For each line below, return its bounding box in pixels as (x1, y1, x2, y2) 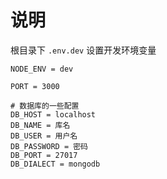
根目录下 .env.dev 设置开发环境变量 (10, 44, 157, 56)
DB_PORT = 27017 (10, 150, 78, 160)
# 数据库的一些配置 (10, 101, 80, 111)
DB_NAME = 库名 (10, 120, 71, 130)
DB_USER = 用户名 (10, 131, 78, 141)
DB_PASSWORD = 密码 (10, 141, 89, 151)
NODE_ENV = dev (10, 64, 74, 74)
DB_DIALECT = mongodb (10, 159, 101, 169)
